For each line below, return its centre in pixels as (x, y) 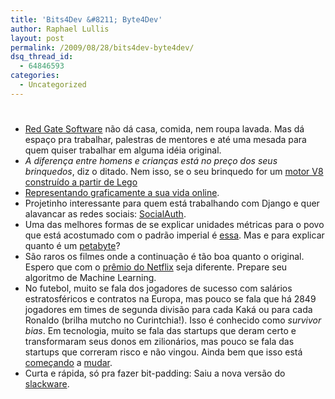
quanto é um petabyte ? (72, 245)
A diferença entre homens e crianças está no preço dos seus (151, 160)
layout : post (37, 38)
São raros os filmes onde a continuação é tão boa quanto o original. (164, 256)
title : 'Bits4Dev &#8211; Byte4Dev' (86, 19)
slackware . (47, 383)
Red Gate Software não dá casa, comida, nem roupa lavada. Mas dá (164, 128)
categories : (35, 76)
